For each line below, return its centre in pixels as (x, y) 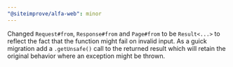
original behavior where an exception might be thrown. (86, 56)
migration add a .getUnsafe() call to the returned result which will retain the (116, 48)
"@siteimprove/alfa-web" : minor (54, 14)
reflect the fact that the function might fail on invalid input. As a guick (107, 41)
